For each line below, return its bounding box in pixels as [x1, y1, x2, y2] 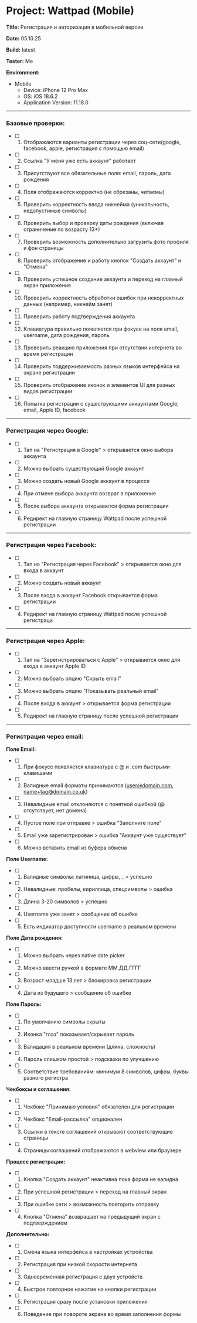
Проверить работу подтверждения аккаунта [23, 313, 135, 320]
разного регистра [23, 1074, 69, 1081]
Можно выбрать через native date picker [23, 952, 125, 959]
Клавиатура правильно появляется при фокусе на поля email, [23, 325, 179, 332]
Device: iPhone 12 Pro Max [23, 86, 88, 93]
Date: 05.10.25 [6, 35, 41, 42]
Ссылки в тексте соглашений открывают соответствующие [23, 1128, 173, 1135]
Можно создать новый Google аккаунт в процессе [23, 477, 150, 484]
